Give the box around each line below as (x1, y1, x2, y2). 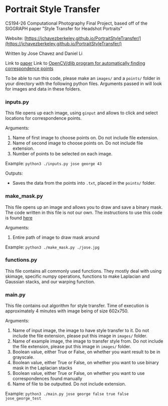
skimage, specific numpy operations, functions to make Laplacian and (5, 273, 150, 279)
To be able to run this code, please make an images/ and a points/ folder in (5, 75, 160, 81)
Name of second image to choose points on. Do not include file (12, 140, 143, 146)
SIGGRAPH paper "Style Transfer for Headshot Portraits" (5, 25, 123, 31)
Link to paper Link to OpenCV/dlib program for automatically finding (5, 60, 145, 66)
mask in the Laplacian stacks (12, 365, 73, 371)
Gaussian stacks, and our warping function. (5, 278, 95, 285)
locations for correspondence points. (5, 115, 82, 121)
